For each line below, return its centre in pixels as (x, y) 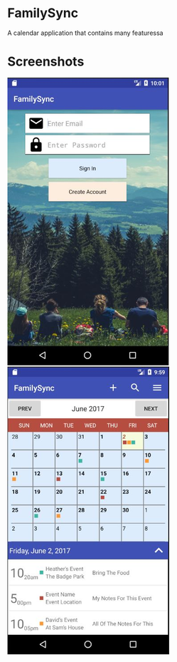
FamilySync (43, 13)
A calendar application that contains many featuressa (85, 33)
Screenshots (46, 62)
